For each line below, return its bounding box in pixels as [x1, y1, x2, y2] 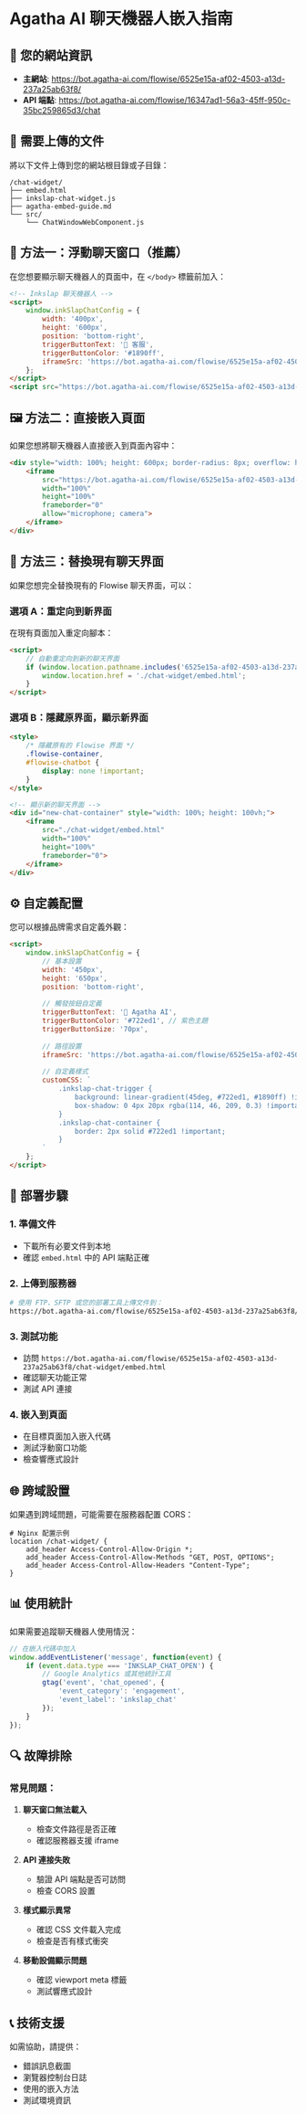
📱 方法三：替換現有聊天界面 [9, 554, 164, 569]
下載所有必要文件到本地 [22, 1240, 111, 1252]
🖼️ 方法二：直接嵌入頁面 [9, 410, 146, 426]
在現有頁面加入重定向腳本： [9, 627, 114, 638]
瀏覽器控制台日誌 [22, 2072, 87, 2083]
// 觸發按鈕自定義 [42, 999, 102, 1009]
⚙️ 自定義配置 [9, 895, 84, 911]
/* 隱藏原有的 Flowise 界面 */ [25, 741, 135, 750]
